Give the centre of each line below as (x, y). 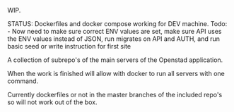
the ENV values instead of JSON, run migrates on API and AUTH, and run (114, 39)
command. (23, 81)
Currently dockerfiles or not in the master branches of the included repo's (115, 95)
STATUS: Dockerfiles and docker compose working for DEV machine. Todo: (117, 24)
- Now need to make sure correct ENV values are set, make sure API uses (115, 31)
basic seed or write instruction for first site (69, 46)
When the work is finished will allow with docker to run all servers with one (116, 74)
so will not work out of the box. (52, 102)
